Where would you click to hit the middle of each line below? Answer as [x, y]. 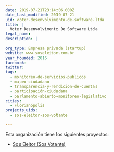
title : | [15, 24]
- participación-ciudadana [39, 91]
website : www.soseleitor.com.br [40, 53]
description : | [22, 39]
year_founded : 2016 [26, 58]
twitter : [15, 67]
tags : [11, 72]
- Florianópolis [27, 106]
